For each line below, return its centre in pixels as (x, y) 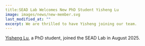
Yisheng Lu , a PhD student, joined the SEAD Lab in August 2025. (73, 38)
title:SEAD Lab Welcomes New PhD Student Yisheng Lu (62, 10)
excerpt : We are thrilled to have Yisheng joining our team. (71, 24)
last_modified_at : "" (28, 19)
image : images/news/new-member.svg (43, 14)
